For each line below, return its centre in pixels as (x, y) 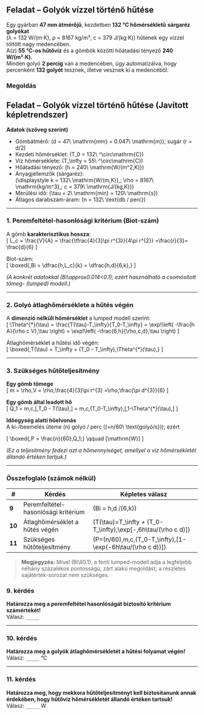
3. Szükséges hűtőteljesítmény (53, 371)
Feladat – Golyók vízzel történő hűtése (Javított (97, 105)
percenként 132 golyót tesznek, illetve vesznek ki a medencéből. (87, 70)
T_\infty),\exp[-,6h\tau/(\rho (133, 530)
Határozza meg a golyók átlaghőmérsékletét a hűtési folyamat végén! (96, 651)
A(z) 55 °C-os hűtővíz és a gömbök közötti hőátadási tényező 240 (90, 50)
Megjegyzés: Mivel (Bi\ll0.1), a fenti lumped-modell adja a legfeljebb (107, 562)
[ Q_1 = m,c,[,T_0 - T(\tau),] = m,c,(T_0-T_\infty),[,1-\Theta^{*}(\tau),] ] (92, 409)
